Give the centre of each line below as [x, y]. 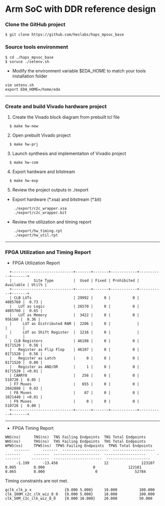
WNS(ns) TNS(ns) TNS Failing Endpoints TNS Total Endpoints [76, 437]
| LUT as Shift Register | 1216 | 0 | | [74, 332]
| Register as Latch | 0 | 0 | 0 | [74, 359]
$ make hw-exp [24, 181]
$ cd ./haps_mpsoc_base [29, 57]
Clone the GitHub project [35, 25]
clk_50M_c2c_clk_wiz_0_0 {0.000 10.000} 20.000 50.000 [79, 499]
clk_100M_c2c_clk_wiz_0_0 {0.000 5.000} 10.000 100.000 [80, 494]
